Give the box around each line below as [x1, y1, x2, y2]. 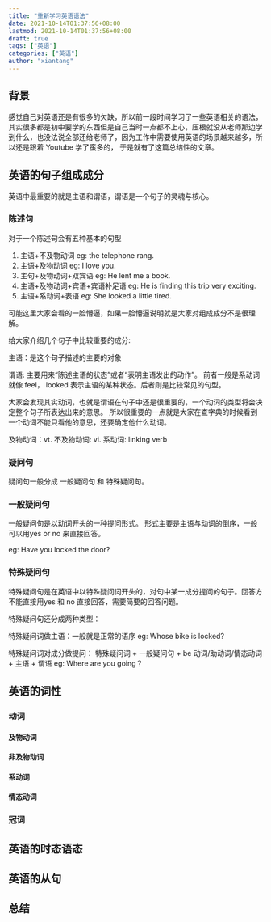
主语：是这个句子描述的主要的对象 [8, 353, 122, 362]
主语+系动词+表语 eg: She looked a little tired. [19, 290, 172, 300]
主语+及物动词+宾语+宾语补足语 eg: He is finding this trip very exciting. [19, 281, 256, 290]
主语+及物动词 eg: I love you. [19, 260, 116, 270]
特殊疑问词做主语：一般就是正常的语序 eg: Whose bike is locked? [8, 631, 224, 641]
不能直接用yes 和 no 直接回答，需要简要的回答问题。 [8, 596, 183, 607]
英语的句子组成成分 [8, 168, 104, 182]
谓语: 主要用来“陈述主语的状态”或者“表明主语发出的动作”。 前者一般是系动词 [8, 370, 261, 379]
